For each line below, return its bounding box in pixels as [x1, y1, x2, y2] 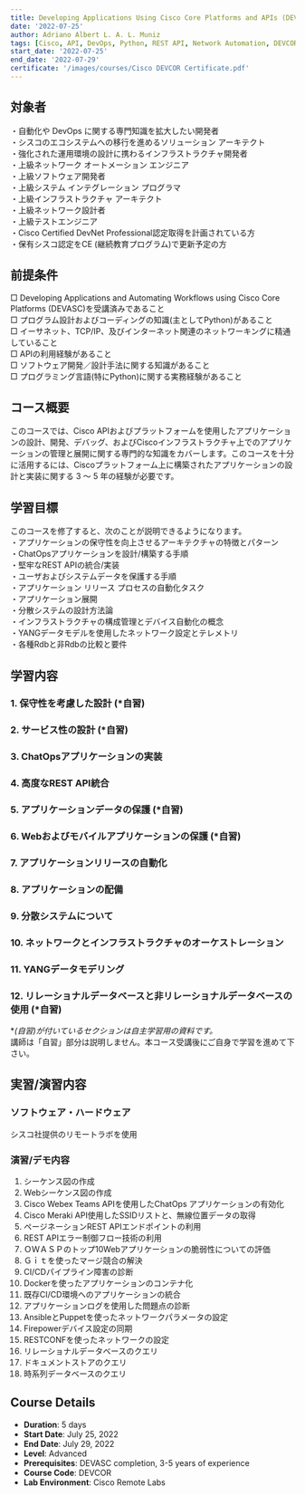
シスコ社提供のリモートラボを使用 [10, 1128, 138, 1139]
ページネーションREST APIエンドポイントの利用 [23, 1221, 202, 1231]
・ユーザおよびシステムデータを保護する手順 [10, 571, 177, 582]
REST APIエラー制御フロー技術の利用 [23, 1232, 162, 1243]
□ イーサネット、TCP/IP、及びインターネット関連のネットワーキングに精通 [10, 325, 291, 336]
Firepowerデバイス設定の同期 [23, 1323, 133, 1334]
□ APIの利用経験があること [10, 348, 112, 359]
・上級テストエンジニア [10, 216, 98, 226]
